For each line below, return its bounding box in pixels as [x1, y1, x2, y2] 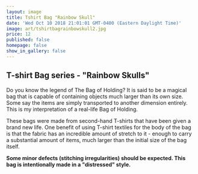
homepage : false [6, 43, 47, 49]
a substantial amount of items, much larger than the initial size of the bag [6, 136, 187, 143]
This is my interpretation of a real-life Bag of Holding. [6, 105, 138, 113]
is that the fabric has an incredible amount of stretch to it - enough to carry [6, 130, 192, 137]
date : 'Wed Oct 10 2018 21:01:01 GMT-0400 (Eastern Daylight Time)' [6, 20, 182, 26]
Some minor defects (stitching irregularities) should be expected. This [6, 154, 186, 161]
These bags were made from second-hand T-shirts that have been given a [6, 117, 191, 124]
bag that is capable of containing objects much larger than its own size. [6, 93, 184, 100]
